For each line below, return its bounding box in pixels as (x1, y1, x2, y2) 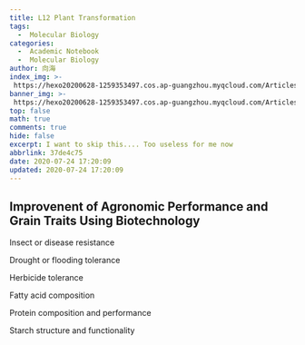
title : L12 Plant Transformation (9, 13, 136, 23)
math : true (9, 114, 51, 123)
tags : (9, 22, 30, 31)
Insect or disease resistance (9, 237, 115, 248)
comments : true (9, 123, 67, 133)
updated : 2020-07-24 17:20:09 (9, 165, 124, 174)
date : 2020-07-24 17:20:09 (9, 156, 112, 166)
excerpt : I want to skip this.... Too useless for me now (9, 140, 233, 149)
